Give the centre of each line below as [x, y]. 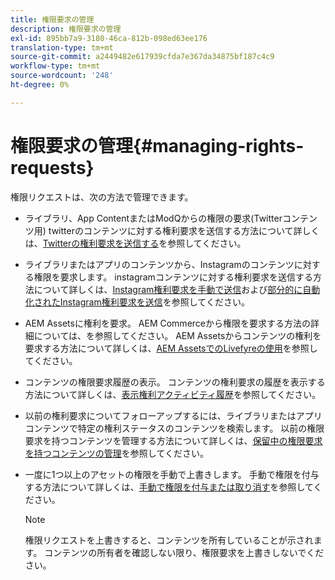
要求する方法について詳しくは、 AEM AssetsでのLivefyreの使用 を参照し [171, 348]
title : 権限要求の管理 [52, 19]
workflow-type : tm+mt [55, 66]
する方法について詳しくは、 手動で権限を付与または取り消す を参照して [169, 487]
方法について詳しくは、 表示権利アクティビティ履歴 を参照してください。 [173, 394]
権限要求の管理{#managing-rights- [157, 145]
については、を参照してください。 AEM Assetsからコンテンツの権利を [177, 335]
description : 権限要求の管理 [66, 29]
